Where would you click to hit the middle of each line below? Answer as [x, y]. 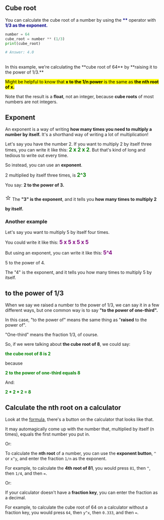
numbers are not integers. [32, 102]
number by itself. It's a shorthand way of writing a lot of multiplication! [77, 135]
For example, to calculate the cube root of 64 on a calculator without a [76, 507]
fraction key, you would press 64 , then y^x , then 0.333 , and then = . [72, 513]
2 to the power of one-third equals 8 [43, 373]
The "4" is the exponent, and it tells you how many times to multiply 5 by [79, 272]
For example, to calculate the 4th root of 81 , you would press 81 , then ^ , [78, 468]
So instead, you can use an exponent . [44, 165]
